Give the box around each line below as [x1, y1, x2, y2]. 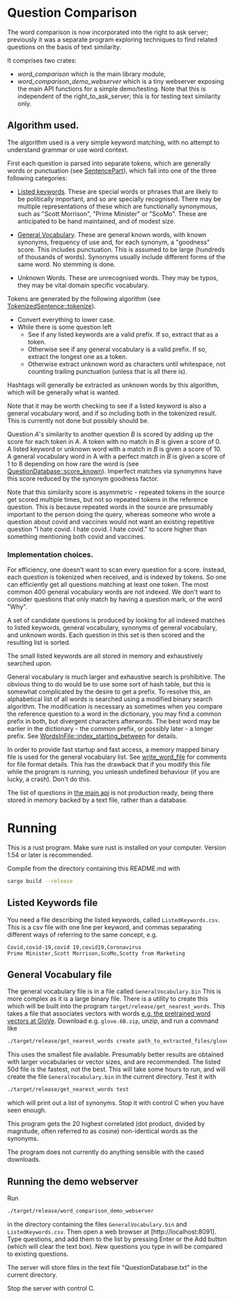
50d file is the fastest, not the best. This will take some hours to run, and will [7, 1065, 226, 1074]
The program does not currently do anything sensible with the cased [7, 1148, 204, 1156]
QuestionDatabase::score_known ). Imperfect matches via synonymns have [7, 467, 223, 475]
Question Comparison [7, 5, 137, 21]
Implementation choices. [7, 549, 94, 559]
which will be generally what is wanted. [7, 388, 120, 397]
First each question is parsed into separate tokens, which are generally [7, 159, 211, 167]
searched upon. [7, 659, 53, 668]
